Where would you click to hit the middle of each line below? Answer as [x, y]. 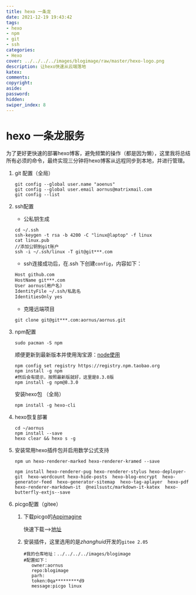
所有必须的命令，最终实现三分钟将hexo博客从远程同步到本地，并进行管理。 [97, 161]
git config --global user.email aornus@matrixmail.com [83, 189]
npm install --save [39, 433]
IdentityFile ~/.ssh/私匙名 [48, 292]
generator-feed [33, 482]
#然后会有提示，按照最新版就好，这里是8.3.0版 [64, 377]
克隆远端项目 [39, 309]
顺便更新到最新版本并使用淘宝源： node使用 [67, 354]
